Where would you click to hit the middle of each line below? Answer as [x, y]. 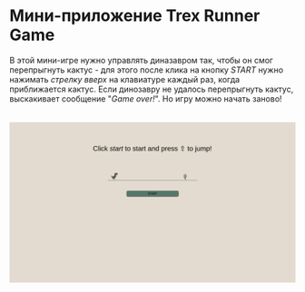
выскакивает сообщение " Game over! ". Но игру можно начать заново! [146, 98]
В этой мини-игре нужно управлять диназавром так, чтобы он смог [142, 60]
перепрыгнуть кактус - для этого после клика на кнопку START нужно [147, 70]
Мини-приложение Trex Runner [135, 16]
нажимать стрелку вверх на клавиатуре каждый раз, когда [125, 79]
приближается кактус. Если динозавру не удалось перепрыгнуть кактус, [152, 89]
